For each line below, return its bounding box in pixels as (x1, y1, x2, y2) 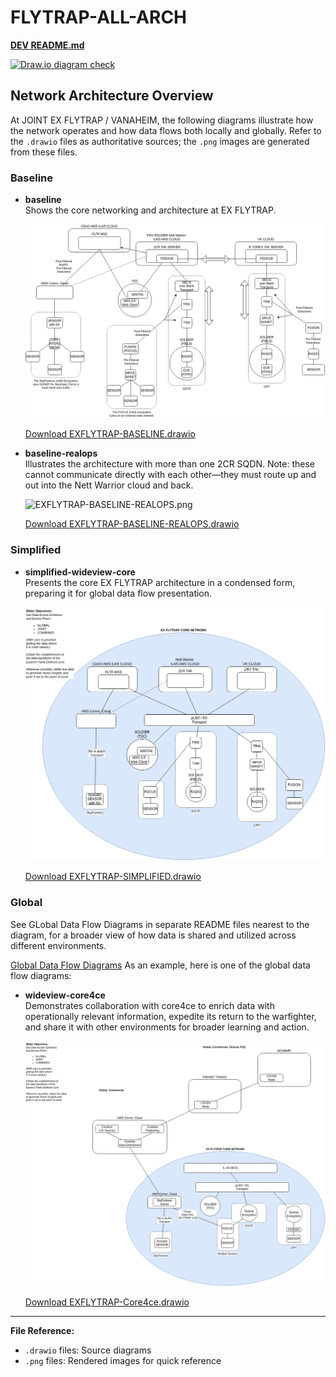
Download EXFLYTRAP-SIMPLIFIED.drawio (24, 871, 202, 883)
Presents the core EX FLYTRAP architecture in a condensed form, (24, 576, 296, 588)
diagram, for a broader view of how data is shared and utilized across (10, 929, 297, 941)
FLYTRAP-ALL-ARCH (10, 6, 188, 29)
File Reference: (10, 1324, 75, 1336)
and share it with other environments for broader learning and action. (24, 1021, 310, 1033)
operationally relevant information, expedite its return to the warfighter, (24, 1010, 317, 1022)
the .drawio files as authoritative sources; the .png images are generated (10, 135, 310, 147)
